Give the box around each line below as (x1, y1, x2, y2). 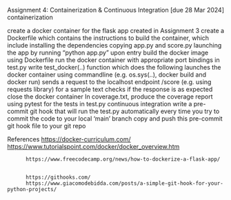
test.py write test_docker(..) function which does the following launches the (7, 63, 221, 71)
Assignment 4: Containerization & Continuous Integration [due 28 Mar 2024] (7, 6, 224, 14)
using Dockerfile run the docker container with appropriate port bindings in (7, 56, 220, 64)
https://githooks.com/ (25, 174, 91, 181)
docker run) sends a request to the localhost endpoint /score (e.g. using (7, 78, 212, 86)
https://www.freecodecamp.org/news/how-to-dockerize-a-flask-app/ (25, 156, 221, 163)
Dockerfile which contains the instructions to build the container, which (7, 34, 209, 42)
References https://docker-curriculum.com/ (7, 135, 131, 143)
